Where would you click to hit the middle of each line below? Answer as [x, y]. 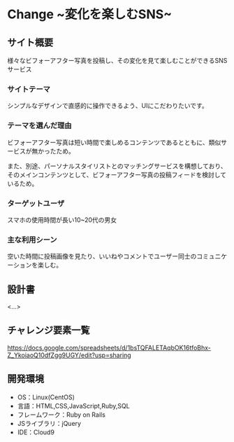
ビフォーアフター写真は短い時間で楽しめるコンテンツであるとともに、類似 [114, 142]
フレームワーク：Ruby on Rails [61, 415]
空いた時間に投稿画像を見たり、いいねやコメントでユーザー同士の [102, 256]
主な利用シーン [32, 240]
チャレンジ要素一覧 [49, 330]
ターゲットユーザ [36, 203]
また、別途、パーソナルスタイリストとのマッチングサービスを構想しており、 [117, 166]
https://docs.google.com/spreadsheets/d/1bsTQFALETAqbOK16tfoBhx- [109, 347]
